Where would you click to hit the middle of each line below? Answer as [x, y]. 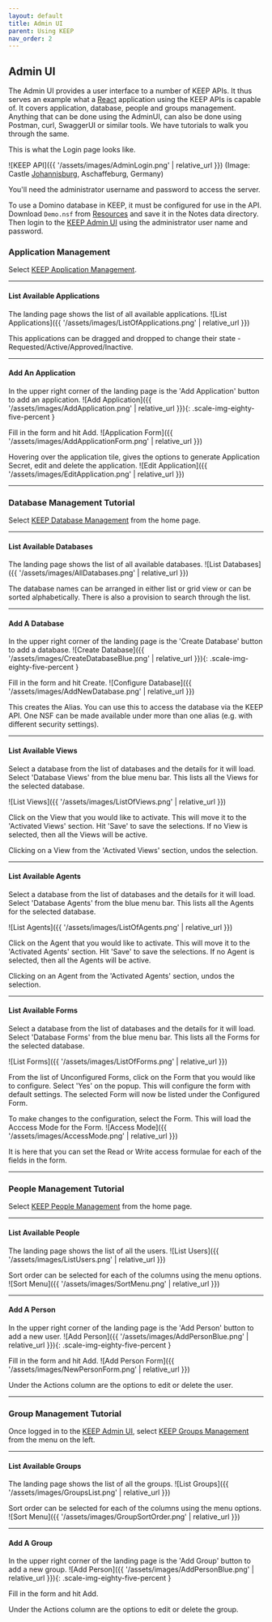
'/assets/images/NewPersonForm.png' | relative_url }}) [99, 1369]
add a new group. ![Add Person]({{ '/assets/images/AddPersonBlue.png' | [132, 1569]
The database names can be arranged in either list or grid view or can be [130, 589]
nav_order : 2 [30, 38]
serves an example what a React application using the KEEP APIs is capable [135, 100]
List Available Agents [45, 877]
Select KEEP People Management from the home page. [100, 1206]
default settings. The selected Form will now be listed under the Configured [134, 1095]
